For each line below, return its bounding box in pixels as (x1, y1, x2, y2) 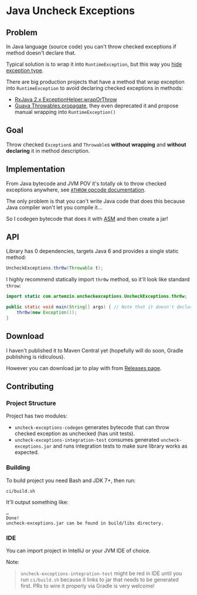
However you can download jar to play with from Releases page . (6, 364, 162, 371)
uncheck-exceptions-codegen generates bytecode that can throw (14, 424, 170, 431)
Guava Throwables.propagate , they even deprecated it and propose (14, 102, 179, 109)
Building (6, 463, 30, 472)
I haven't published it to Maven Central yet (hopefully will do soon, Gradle (6, 347, 184, 354)
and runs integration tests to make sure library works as (52, 442, 188, 450)
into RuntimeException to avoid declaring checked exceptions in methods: (6, 85, 184, 92)
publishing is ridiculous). (6, 353, 66, 360)
